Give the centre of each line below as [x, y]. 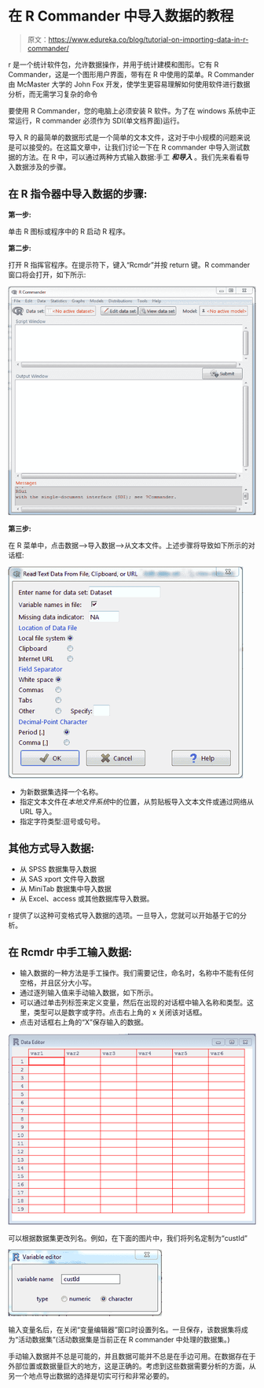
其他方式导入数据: [51, 848]
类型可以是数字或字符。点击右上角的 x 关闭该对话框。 [120, 1012]
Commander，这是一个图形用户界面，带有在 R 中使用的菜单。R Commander [131, 74]
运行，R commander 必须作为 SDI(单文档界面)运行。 [99, 120]
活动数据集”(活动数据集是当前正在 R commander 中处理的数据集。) [124, 1339]
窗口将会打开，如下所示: [47, 274]
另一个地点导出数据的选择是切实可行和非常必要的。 [91, 1375]
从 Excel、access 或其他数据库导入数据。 [86, 898]
